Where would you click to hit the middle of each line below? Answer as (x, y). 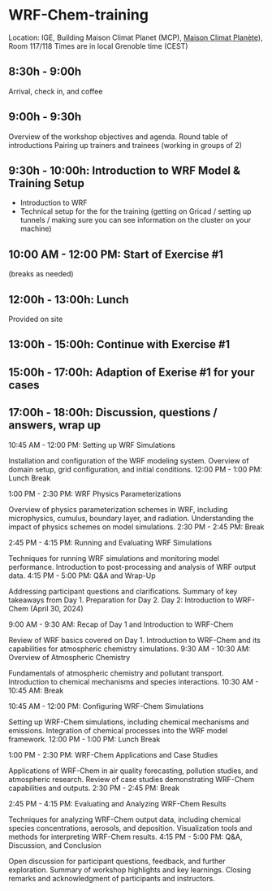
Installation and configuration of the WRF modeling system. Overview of (129, 460)
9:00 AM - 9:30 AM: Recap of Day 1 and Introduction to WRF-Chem (121, 624)
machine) (36, 228)
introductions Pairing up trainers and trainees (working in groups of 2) (125, 145)
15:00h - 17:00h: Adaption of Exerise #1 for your (132, 372)
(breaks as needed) (41, 274)
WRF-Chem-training (78, 15)
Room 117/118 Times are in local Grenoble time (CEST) (98, 46)
